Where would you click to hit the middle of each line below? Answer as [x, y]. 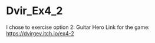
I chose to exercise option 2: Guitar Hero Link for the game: [78, 27]
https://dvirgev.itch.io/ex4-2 [40, 33]
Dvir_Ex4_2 [34, 11]
